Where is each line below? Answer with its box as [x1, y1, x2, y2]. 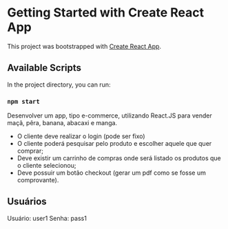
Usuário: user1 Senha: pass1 [7, 214, 87, 222]
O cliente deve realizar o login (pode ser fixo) [17, 132, 146, 140]
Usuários [7, 196, 47, 208]
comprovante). [17, 176, 59, 184]
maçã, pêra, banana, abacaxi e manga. [7, 119, 118, 127]
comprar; [17, 146, 43, 155]
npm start [7, 98, 40, 105]
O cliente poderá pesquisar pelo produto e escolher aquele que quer [17, 140, 212, 148]
